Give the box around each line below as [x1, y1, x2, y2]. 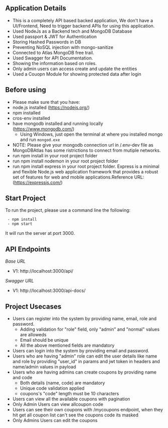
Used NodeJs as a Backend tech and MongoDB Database [12, 28, 132, 34]
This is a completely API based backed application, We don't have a [12, 17, 153, 23]
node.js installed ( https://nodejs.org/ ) [12, 104, 90, 110]
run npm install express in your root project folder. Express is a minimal [12, 163, 159, 169]
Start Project [5, 194, 46, 203]
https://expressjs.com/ [14, 179, 61, 186]
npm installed [12, 109, 41, 115]
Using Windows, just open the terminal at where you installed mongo [20, 131, 163, 137]
